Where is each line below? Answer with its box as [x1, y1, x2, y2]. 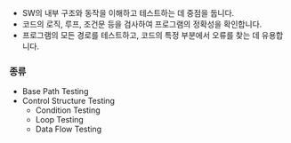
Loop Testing [35, 115, 85, 125]
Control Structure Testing [21, 96, 116, 107]
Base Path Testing [21, 86, 89, 97]
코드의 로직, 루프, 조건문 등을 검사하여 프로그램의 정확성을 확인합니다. [21, 19, 263, 29]
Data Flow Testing [35, 123, 102, 135]
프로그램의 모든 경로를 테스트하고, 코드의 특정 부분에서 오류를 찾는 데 [21, 30, 260, 40]
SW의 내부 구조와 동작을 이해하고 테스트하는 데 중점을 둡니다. [21, 8, 235, 18]
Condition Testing [35, 105, 101, 115]
